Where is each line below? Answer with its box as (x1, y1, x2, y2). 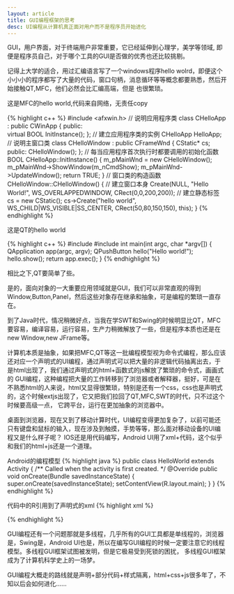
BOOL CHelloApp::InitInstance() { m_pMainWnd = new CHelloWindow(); (7, 155, 212, 164)
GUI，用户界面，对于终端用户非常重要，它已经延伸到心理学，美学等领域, (7, 43, 215, 52)
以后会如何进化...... (13, 579, 68, 588)
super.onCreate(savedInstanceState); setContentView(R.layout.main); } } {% (7, 479, 226, 488)
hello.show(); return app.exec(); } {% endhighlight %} (7, 254, 160, 263)
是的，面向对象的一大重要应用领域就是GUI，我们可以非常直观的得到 (7, 284, 201, 292)
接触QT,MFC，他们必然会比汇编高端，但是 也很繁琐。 (13, 85, 167, 93)
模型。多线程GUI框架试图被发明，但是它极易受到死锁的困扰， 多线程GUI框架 (7, 547, 226, 556)
